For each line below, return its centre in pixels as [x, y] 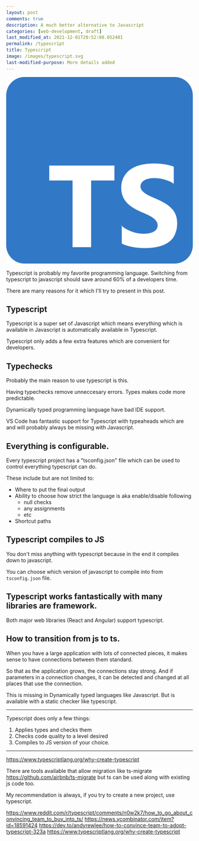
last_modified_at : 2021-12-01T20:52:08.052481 [65, 38]
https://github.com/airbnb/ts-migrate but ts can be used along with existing [98, 777]
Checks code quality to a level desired [61, 736]
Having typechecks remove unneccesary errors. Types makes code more [96, 392]
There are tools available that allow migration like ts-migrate [79, 771]
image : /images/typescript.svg [45, 56]
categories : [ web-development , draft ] [54, 31]
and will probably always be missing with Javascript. [70, 428]
